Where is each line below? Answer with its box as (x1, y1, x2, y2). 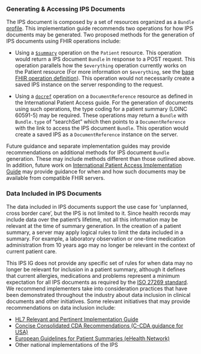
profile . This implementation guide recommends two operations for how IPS (6, 25, 193, 32)
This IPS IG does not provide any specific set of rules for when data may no (6, 259, 193, 266)
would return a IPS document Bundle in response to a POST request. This (14, 56, 196, 63)
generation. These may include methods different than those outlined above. (6, 155, 196, 163)
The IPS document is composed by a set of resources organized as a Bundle (6, 19, 194, 26)
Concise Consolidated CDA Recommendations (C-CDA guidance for (14, 322, 184, 329)
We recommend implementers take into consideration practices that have (6, 284, 188, 292)
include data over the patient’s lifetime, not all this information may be (6, 215, 178, 223)
